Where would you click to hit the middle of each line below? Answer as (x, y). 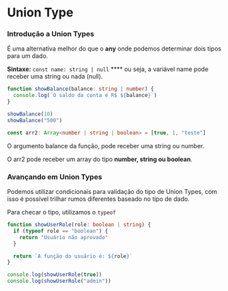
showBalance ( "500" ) (35, 120)
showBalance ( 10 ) (30, 114)
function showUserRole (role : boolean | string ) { (79, 225)
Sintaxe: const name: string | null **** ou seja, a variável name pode (108, 69)
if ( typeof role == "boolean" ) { (61, 231)
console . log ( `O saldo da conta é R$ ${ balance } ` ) (85, 96)
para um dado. (28, 56)
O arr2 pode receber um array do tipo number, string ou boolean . (100, 159)
